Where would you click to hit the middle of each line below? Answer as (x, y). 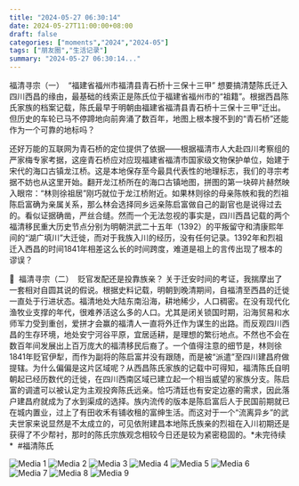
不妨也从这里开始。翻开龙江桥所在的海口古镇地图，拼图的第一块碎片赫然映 (153, 182)
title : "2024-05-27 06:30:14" (65, 17)
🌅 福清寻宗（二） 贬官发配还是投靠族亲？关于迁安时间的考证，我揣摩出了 (146, 279)
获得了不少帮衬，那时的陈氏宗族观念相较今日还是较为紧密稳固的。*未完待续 (148, 434)
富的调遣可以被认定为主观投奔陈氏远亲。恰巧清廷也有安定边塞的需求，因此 (145, 390)
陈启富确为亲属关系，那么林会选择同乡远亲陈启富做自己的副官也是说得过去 (145, 204)
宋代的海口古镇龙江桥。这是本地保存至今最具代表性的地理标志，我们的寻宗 (145, 171)
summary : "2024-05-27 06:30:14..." (75, 59)
